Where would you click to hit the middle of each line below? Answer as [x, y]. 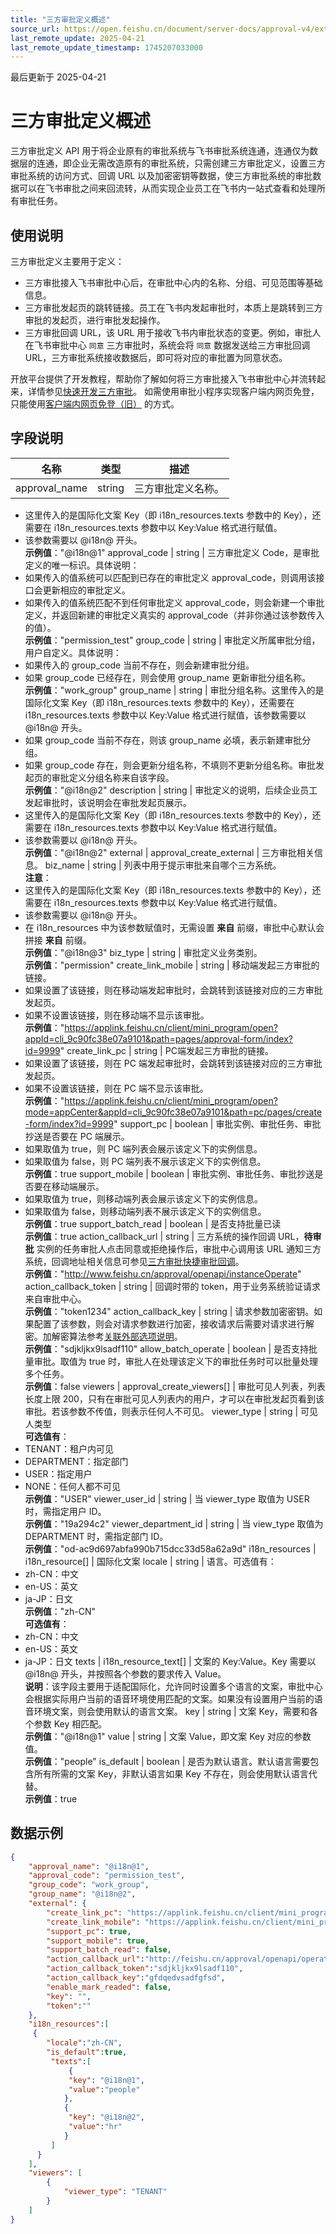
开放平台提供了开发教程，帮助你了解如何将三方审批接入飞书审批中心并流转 [163, 379]
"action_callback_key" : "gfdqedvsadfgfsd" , [136, 1978]
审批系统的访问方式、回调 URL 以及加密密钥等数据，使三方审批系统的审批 [161, 176]
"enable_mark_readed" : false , [109, 1987]
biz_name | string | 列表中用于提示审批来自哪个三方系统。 [163, 865]
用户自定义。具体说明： [73, 652]
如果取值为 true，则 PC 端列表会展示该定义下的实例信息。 [143, 1148]
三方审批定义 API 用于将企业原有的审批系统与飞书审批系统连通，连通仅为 [160, 151]
